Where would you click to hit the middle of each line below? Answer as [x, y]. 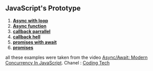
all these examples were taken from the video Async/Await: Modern [76, 57]
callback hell [27, 37]
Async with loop [30, 20]
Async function [30, 26]
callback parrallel [31, 31]
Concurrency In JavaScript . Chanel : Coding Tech [58, 62]
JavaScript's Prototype [43, 8]
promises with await [35, 42]
